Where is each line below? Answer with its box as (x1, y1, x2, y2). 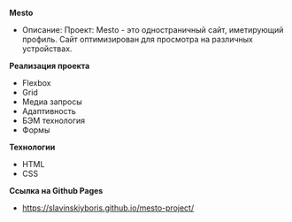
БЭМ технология (21, 115, 86, 126)
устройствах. (21, 43, 73, 54)
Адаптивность (21, 106, 77, 116)
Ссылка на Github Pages (9, 186, 104, 195)
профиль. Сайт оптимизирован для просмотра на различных (21, 34, 254, 44)
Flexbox (21, 78, 51, 88)
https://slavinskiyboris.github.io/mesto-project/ (21, 203, 195, 213)
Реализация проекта (9, 61, 90, 71)
